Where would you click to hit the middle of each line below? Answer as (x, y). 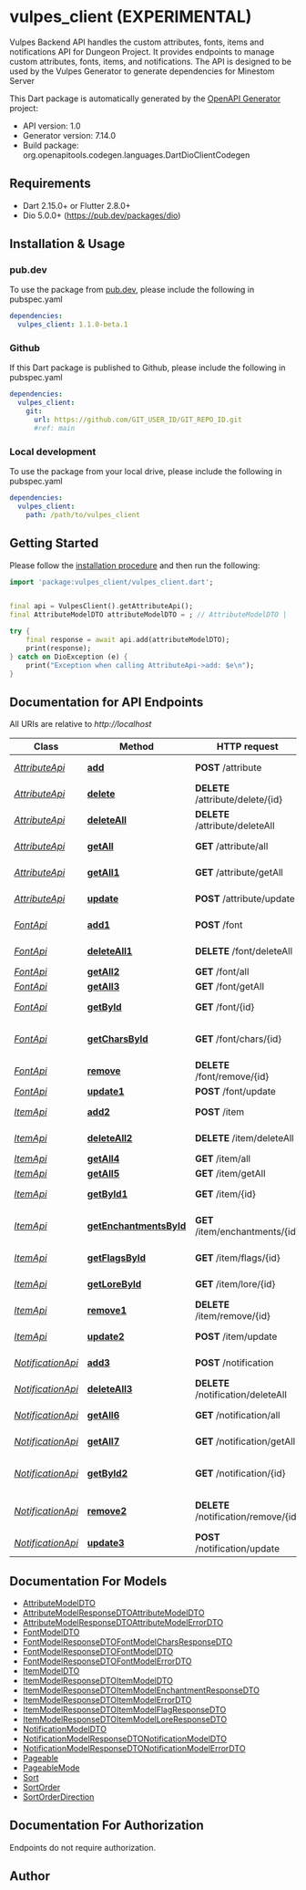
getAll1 (103, 873)
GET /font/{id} (224, 1007)
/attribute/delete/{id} (239, 800)
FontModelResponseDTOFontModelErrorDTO (107, 1661)
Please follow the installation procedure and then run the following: (135, 565)
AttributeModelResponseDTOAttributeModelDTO (113, 1613)
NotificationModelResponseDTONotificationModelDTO (125, 1739)
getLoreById (114, 1284)
